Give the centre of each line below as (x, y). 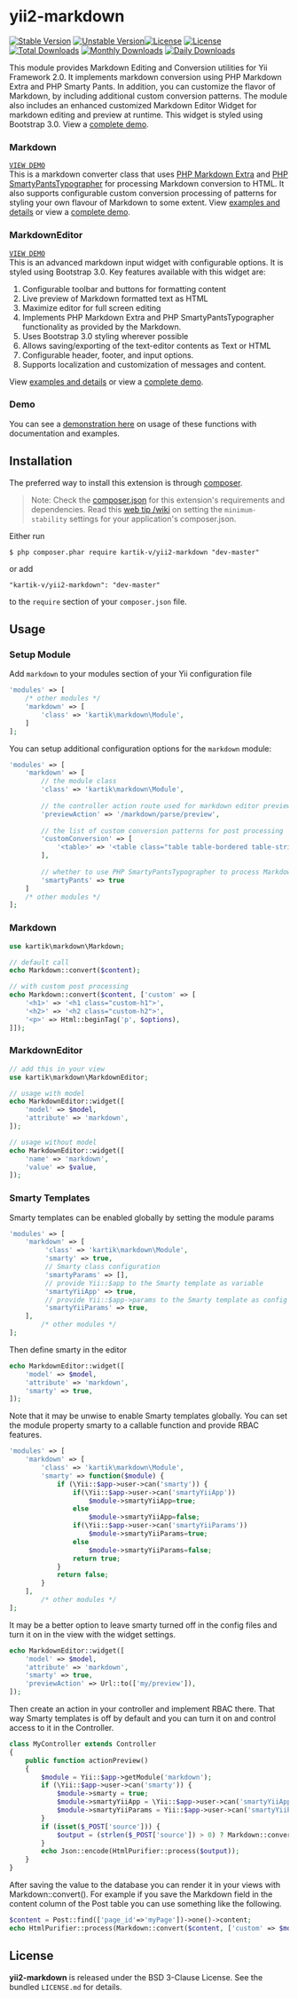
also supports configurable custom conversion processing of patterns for (143, 194)
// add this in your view (57, 1069)
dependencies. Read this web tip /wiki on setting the (127, 509)
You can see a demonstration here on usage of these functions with (133, 424)
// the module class (79, 781)
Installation (41, 461)
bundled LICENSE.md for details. (66, 1987)
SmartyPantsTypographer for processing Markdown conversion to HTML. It (147, 184)
